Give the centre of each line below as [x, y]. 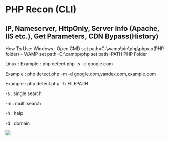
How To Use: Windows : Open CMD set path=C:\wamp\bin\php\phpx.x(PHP [85, 49]
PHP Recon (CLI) [41, 9]
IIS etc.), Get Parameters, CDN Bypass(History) [82, 36]
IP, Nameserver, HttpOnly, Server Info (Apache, [82, 28]
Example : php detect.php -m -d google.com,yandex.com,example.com [81, 74]
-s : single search [24, 93]
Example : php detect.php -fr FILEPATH [47, 84]
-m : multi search [23, 103]
